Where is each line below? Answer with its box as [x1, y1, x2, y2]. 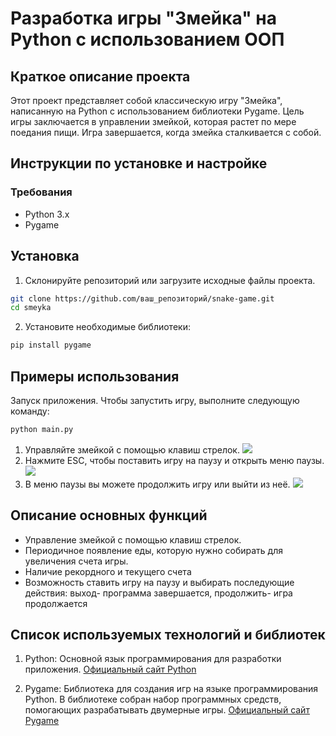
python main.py [10, 424, 74, 434]
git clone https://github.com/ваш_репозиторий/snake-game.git [10, 293, 275, 304]
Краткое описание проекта [10, 68, 191, 85]
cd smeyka [10, 303, 52, 313]
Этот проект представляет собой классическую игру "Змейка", [10, 95, 283, 106]
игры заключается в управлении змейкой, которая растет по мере [10, 116, 297, 127]
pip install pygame [10, 340, 92, 351]
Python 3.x [24, 208, 70, 220]
